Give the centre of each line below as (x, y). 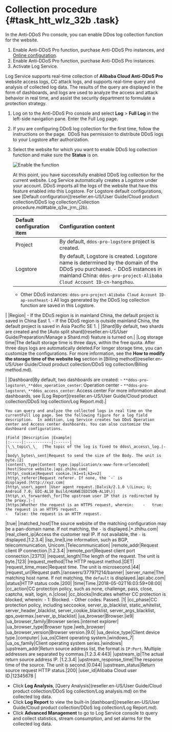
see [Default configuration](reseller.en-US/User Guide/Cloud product (85, 196)
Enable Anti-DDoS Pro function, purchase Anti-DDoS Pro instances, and (89, 50)
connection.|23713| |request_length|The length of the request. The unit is (82, 556)
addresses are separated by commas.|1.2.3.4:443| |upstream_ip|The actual (85, 654)
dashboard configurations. (34, 429)
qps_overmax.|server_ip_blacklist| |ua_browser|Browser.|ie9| (70, 616)
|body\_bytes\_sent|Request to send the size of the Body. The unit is (83, 455)
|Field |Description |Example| (39, 437)
